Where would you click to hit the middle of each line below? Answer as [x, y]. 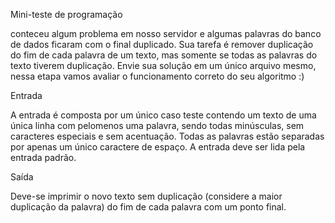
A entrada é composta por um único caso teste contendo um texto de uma [163, 115]
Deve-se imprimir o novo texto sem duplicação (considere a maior [146, 196]
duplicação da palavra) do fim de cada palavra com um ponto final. [148, 207]
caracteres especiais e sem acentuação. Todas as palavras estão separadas [167, 136]
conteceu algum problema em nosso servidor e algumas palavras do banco [166, 33]
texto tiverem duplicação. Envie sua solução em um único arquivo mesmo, [163, 65]
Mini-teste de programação [66, 14]
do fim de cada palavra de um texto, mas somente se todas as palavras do [164, 55]
